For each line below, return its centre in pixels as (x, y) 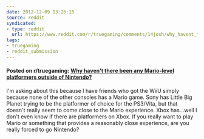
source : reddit (25, 18)
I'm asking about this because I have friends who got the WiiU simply (93, 90)
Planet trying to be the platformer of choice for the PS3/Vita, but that (92, 103)
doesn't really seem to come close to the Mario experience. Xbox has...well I (102, 110)
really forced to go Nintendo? (43, 129)
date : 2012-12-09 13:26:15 (40, 12)
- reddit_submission (32, 52)
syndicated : (21, 23)
